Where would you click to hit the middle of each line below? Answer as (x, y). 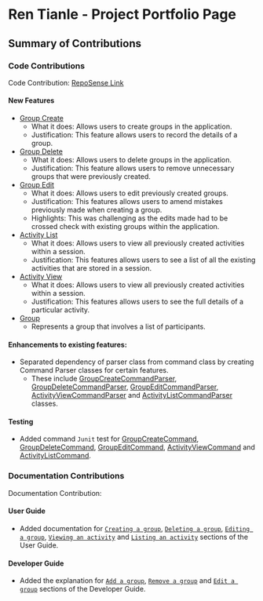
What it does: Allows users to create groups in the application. (131, 126)
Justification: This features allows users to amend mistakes (127, 202)
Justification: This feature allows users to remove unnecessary (133, 168)
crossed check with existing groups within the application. (125, 227)
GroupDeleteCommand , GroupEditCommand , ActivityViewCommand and (137, 447)
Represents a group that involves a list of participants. (118, 326)
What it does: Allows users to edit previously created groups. (130, 193)
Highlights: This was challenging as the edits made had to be (130, 218)
